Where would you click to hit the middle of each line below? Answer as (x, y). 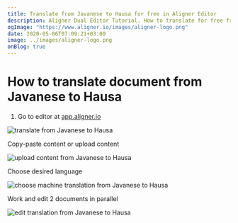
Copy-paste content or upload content (63, 144)
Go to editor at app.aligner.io (59, 116)
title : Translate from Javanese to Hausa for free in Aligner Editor (112, 14)
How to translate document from (105, 82)
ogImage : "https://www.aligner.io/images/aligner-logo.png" (98, 27)
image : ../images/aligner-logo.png (60, 40)
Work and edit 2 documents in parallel (63, 198)
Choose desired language (45, 171)
